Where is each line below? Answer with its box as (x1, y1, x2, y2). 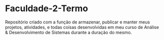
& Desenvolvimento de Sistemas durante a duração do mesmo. (5, 29, 132, 35)
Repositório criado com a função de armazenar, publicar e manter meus (5, 19, 150, 25)
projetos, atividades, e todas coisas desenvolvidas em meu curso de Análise (5, 24, 159, 30)
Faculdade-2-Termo (5, 3, 88, 14)
